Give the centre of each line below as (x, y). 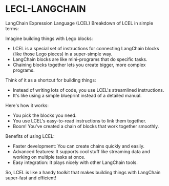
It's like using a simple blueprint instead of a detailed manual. (77, 95)
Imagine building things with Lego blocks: (49, 38)
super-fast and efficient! (31, 178)
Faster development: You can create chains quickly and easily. (79, 146)
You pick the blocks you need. (45, 115)
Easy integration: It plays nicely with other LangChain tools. (75, 162)
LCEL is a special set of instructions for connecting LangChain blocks (86, 48)
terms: (12, 28)
